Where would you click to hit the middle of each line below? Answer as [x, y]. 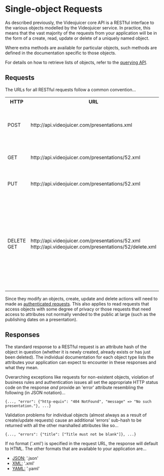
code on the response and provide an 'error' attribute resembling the [74, 387]
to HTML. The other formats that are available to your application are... [76, 449]
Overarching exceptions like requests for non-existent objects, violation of [80, 377]
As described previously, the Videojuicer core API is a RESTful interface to [80, 23]
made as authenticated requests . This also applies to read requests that [77, 304]
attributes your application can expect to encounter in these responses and [81, 362]
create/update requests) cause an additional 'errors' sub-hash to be [73, 420]
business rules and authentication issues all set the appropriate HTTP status [82, 382]
